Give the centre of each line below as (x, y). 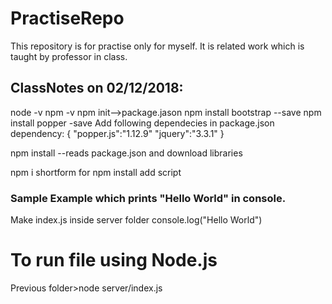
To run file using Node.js (114, 260)
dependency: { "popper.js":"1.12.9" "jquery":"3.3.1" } (117, 133)
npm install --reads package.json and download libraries (126, 153)
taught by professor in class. (69, 56)
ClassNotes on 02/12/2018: (97, 88)
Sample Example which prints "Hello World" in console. (148, 198)
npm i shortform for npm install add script (96, 172)
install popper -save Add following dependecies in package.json (142, 123)
